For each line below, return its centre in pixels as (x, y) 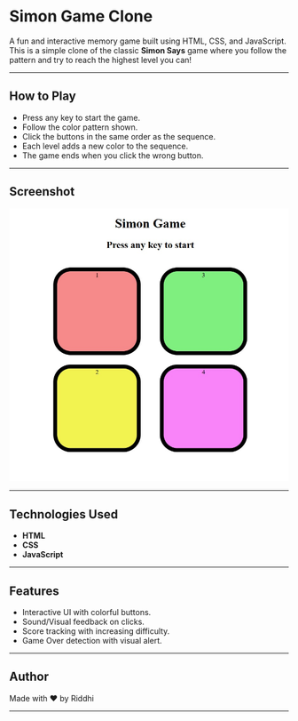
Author (29, 677)
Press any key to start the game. (81, 117)
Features (34, 591)
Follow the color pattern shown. (80, 127)
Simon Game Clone (81, 16)
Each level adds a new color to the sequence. (105, 146)
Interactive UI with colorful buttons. (86, 612)
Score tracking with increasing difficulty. (96, 631)
